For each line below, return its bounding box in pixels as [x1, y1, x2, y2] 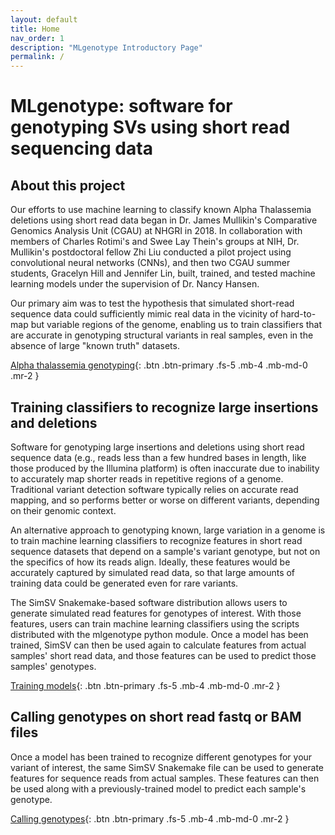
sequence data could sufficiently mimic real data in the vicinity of [10, 308, 279, 320]
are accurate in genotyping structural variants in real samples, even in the [10, 329, 314, 341]
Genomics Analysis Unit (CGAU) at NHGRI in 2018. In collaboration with [10, 225, 303, 237]
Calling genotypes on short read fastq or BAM [10, 709, 302, 726]
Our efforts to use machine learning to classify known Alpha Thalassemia [10, 204, 312, 216]
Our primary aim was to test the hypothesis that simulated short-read [10, 297, 295, 310]
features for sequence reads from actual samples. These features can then [10, 772, 320, 784]
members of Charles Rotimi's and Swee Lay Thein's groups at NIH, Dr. [10, 236, 300, 248]
